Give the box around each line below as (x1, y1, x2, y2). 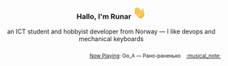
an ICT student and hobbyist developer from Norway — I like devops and (7, 27, 215, 36)
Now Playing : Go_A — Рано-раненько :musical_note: (89, 53, 221, 60)
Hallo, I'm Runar (76, 11, 131, 21)
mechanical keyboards (79, 35, 144, 43)
